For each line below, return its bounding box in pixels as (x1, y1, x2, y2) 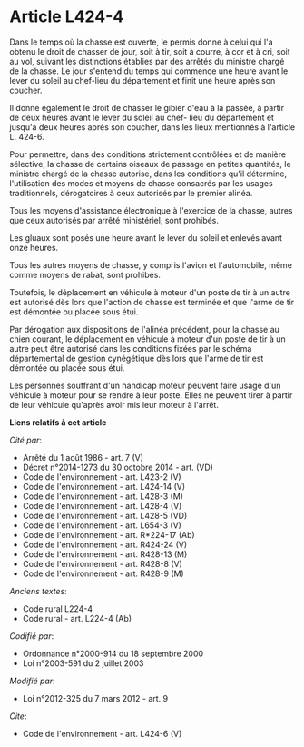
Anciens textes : (9, 585, 68, 596)
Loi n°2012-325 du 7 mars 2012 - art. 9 (22, 692, 169, 703)
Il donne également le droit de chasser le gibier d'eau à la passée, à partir (9, 102, 284, 113)
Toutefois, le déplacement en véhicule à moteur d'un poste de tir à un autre (9, 286, 290, 297)
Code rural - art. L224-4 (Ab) (22, 613, 132, 623)
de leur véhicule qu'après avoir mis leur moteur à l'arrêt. (9, 399, 220, 410)
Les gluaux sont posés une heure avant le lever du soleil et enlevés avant (9, 232, 283, 243)
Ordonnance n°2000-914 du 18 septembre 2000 (22, 648, 204, 659)
